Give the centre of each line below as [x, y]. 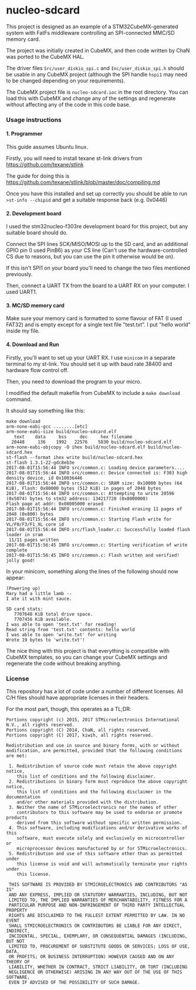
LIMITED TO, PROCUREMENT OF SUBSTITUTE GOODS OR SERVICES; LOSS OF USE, [99, 946]
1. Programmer [24, 134]
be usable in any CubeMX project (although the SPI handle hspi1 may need [97, 74]
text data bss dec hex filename [73, 437]
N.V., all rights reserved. [40, 725]
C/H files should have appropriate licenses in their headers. [78, 697]
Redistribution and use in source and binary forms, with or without [93, 745]
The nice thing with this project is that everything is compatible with [88, 650]
